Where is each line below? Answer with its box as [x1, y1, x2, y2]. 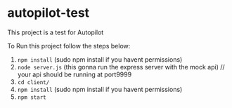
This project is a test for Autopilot [7, 28, 104, 36]
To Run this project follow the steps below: [7, 41, 131, 50]
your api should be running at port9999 [17, 70, 132, 79]
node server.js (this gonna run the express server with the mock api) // [17, 62, 225, 71]
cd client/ [17, 79, 50, 86]
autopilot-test [7, 5, 90, 21]
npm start [17, 93, 47, 101]
